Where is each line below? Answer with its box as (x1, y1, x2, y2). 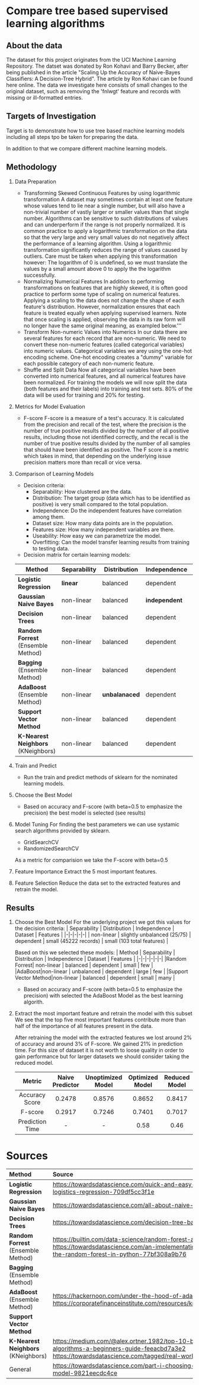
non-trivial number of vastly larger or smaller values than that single (23, 208, 190, 215)
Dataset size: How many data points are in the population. (32, 519, 174, 526)
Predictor (52, 1081, 80, 1089)
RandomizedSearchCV (23, 845, 79, 852)
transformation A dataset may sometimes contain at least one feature (23, 195, 192, 203)
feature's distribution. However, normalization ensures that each (23, 303, 181, 310)
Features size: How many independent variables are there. (32, 526, 175, 533)
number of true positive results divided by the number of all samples (23, 440, 191, 447)
